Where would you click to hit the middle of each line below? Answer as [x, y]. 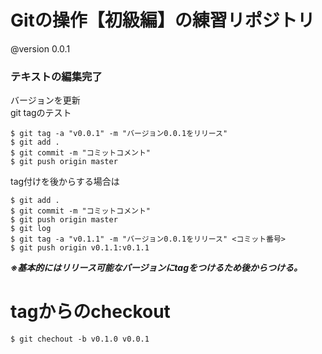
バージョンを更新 [45, 100]
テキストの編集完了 [56, 76]
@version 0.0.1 [40, 48]
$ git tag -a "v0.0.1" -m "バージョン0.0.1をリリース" [119, 134]
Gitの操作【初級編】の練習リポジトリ [162, 20]
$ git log [31, 229]
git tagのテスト [41, 113]
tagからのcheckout [90, 312]
